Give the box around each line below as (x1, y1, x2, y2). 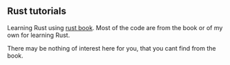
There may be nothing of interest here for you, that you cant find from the (7, 44, 216, 52)
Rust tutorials (7, 5, 67, 17)
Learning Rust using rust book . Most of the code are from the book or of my (7, 23, 223, 31)
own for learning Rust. (7, 31, 70, 39)
